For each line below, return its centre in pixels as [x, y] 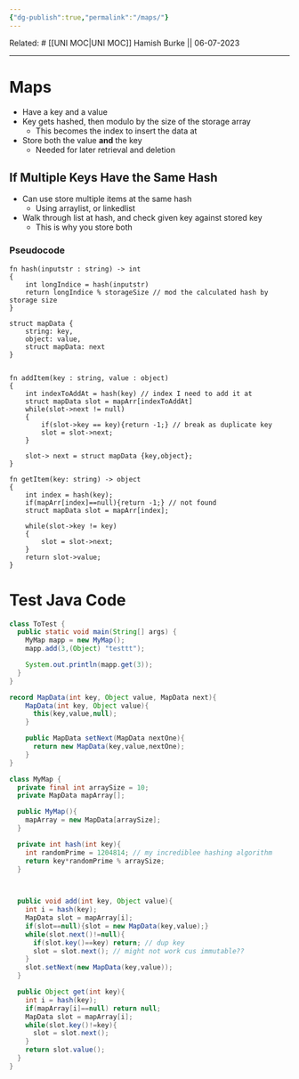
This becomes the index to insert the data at [116, 131]
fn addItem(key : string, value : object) [89, 378]
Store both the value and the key [82, 140]
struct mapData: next [65, 347]
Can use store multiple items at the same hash [107, 199]
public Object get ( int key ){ [71, 992]
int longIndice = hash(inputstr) [87, 284]
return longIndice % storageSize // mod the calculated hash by [147, 292]
